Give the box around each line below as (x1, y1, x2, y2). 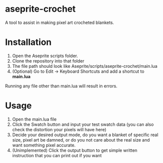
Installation (5, 37, 52, 48)
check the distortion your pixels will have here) (12, 126, 107, 132)
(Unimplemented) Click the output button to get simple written (12, 147, 138, 153)
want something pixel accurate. (12, 142, 76, 148)
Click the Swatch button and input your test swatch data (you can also (12, 121, 154, 127)
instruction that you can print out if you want (12, 152, 102, 158)
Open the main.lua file (12, 116, 57, 122)
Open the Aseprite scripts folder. (12, 53, 78, 59)
